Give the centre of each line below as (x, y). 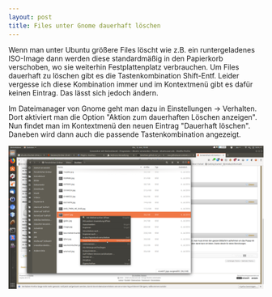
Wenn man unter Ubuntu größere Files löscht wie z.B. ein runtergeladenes (132, 49)
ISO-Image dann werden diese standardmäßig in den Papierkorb (116, 58)
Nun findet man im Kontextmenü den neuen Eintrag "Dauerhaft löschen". (130, 125)
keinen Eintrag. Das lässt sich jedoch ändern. (84, 92)
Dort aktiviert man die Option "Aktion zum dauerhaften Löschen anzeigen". (133, 117)
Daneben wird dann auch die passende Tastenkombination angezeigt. (125, 134)
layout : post (30, 17)
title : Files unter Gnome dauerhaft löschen (85, 25)
